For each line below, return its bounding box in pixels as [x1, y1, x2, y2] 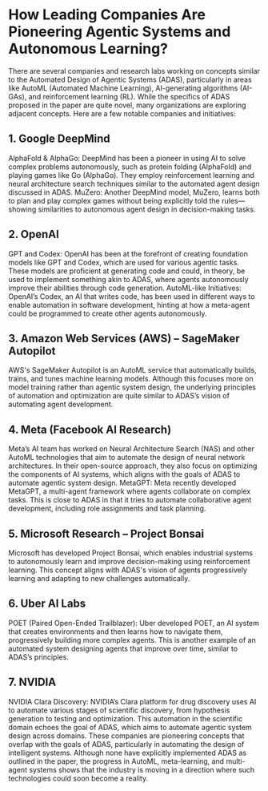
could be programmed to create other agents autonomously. [8, 309, 207, 318]
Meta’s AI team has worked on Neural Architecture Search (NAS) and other [8, 444, 254, 454]
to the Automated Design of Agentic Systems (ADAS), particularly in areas [8, 75, 252, 84]
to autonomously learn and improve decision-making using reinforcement [8, 557, 250, 566]
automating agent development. [8, 399, 114, 410]
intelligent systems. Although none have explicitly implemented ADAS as [8, 748, 246, 757]
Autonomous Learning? [8, 40, 169, 58]
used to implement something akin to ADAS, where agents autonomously [8, 274, 250, 284]
